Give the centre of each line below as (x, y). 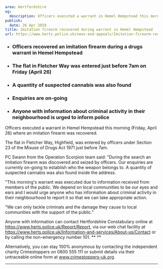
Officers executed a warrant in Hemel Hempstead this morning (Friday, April (81, 128)
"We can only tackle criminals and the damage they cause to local (71, 207)
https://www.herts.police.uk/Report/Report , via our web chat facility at (75, 227)
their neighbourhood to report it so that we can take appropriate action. (76, 198)
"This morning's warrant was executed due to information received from (77, 182)
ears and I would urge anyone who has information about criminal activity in (81, 192)
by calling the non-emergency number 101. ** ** (53, 237)
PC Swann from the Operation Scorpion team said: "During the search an (78, 157)
